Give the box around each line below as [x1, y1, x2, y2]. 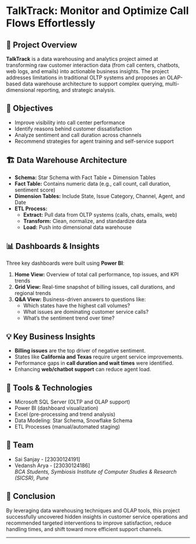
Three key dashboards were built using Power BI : [6, 259, 125, 267]
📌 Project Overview [6, 40, 78, 50]
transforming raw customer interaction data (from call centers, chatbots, [6, 61, 180, 69]
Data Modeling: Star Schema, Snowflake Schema [14, 417, 133, 424]
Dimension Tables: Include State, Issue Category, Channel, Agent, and [14, 192, 185, 200]
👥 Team [6, 440, 34, 450]
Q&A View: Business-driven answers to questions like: [14, 296, 146, 303]
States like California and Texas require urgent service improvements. [14, 353, 184, 361]
